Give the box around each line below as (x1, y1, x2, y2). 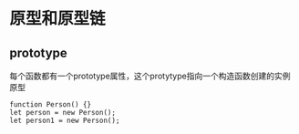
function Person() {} (9, 100, 92, 109)
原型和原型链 (9, 8, 107, 29)
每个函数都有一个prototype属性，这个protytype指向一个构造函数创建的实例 (9, 70, 291, 81)
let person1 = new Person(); (9, 116, 120, 125)
